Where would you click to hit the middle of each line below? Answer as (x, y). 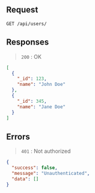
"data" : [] (25, 179)
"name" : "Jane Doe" (41, 107)
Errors (18, 137)
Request (22, 10)
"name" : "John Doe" (41, 84)
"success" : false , (35, 168)
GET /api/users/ (26, 23)
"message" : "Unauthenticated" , (51, 173)
